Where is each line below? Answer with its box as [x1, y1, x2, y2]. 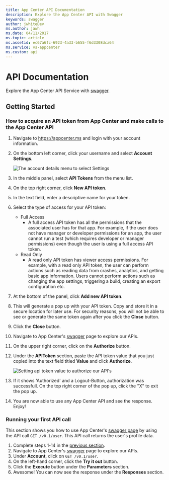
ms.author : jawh [6, 26, 40, 31]
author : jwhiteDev [6, 21, 44, 27]
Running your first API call [6, 416, 71, 423]
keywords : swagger [6, 17, 44, 22]
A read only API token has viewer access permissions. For [28, 257, 148, 263]
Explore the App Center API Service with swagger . [6, 88, 110, 94]
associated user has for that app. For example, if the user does [28, 225, 158, 231]
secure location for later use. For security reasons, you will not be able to [13, 308, 164, 314]
